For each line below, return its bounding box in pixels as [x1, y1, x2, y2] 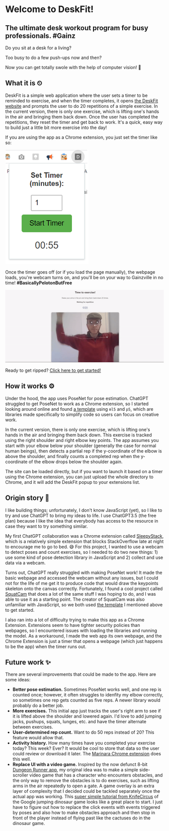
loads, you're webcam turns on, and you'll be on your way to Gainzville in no [5, 274, 163, 280]
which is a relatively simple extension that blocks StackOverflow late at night [5, 538, 164, 544]
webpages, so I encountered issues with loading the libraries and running [5, 627, 157, 633]
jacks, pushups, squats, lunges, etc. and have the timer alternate [12, 719, 147, 725]
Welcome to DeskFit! [5, 4, 94, 15]
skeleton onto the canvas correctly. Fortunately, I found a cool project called [5, 586, 163, 592]
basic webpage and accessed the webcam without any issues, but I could [5, 574, 158, 581]
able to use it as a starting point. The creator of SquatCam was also [5, 596, 145, 602]
